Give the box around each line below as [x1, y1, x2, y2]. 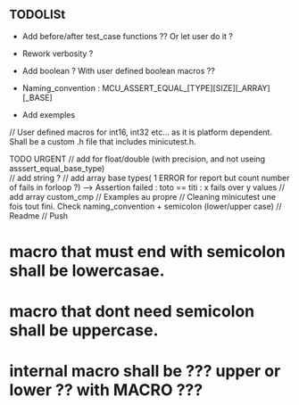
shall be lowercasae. [9, 260, 165, 280]
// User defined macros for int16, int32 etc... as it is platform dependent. [9, 127, 272, 137]
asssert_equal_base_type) [9, 162, 105, 173]
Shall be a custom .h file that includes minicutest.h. [9, 136, 196, 146]
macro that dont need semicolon [9, 302, 255, 322]
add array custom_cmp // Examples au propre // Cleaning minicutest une [9, 191, 277, 202]
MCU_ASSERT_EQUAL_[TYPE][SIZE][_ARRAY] [102, 82, 270, 93]
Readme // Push [9, 210, 69, 221]
